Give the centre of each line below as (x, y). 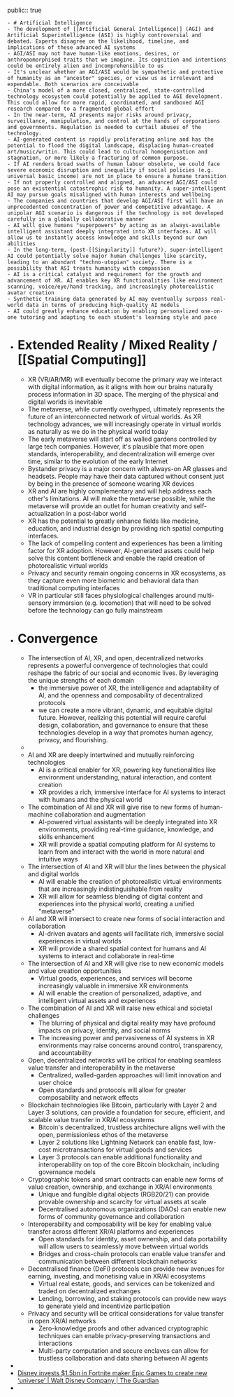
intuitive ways (58, 859)
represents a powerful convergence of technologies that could (118, 665)
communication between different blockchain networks (118, 1261)
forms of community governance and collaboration (111, 1216)
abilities (22, 244)
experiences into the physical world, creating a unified (116, 904)
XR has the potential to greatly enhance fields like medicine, (114, 521)
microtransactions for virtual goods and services (122, 1150)
